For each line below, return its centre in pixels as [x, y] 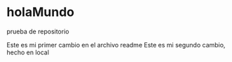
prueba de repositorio [38, 31]
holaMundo [41, 12]
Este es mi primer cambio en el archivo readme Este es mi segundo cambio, [116, 45]
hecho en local [28, 52]
